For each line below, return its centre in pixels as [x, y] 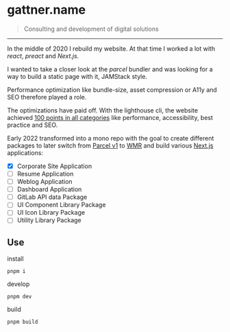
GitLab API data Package [52, 197]
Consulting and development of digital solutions [91, 29]
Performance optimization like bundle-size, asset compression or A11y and [112, 90]
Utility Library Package [49, 220]
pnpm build [23, 322]
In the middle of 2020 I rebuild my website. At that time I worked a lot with [111, 48]
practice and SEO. [33, 125]
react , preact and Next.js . [43, 56]
